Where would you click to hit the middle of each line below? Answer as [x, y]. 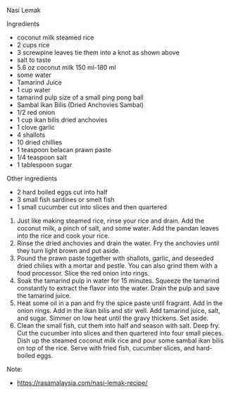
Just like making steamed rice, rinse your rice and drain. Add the [111, 221]
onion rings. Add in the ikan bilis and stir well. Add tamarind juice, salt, [118, 310]
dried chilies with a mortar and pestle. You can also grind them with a [117, 266]
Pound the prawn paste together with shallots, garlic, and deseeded [115, 258]
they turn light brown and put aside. [68, 251]
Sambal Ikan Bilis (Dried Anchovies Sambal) [80, 105]
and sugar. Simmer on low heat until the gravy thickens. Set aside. [113, 318]
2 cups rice [33, 45]
